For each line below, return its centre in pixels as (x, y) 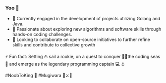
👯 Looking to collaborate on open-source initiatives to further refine (81, 40)
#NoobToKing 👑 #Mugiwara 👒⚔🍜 (39, 76)
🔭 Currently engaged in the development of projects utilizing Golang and (86, 19)
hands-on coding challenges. (42, 35)
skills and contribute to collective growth (54, 45)
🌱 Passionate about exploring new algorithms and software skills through (87, 29)
